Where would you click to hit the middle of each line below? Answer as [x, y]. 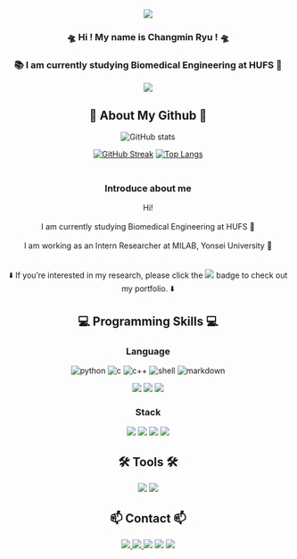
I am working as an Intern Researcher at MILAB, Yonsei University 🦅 [148, 246]
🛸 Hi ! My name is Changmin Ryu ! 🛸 [148, 37]
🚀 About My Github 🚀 [148, 115]
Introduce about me [148, 188]
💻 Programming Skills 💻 [148, 321]
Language [148, 351]
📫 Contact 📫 [148, 518]
